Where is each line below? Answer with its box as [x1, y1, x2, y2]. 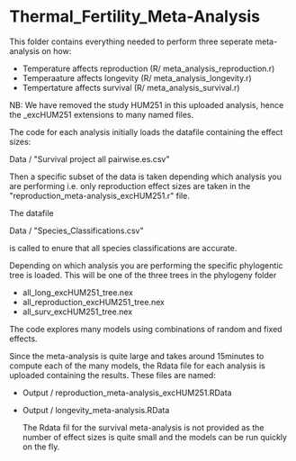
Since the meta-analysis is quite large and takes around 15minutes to [9, 350, 265, 361]
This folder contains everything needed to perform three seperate [9, 36, 254, 47]
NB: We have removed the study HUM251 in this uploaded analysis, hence [9, 99, 284, 110]
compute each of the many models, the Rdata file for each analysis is [9, 360, 265, 371]
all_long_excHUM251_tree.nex [22, 286, 133, 298]
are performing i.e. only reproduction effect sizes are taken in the [9, 180, 251, 191]
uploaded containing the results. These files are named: [9, 369, 216, 380]
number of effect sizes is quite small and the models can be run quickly [22, 431, 288, 442]
